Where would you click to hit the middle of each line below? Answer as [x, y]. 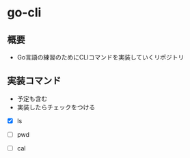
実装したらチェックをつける [56, 107]
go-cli [24, 13]
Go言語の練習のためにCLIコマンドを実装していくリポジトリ [100, 57]
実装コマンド [34, 81]
